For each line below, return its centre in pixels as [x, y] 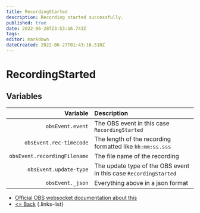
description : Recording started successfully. [65, 17]
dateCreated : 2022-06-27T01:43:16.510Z [56, 45]
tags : [13, 34]
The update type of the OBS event [142, 166]
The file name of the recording [137, 156]
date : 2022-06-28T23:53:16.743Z [46, 28]
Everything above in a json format [141, 183]
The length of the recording [133, 139]
